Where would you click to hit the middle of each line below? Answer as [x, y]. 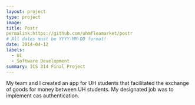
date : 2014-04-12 [27, 45]
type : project [24, 17]
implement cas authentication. [43, 96]
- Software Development [40, 61]
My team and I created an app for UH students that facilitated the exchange [98, 83]
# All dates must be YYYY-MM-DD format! [57, 39]
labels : [16, 50]
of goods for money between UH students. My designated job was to [90, 90]
